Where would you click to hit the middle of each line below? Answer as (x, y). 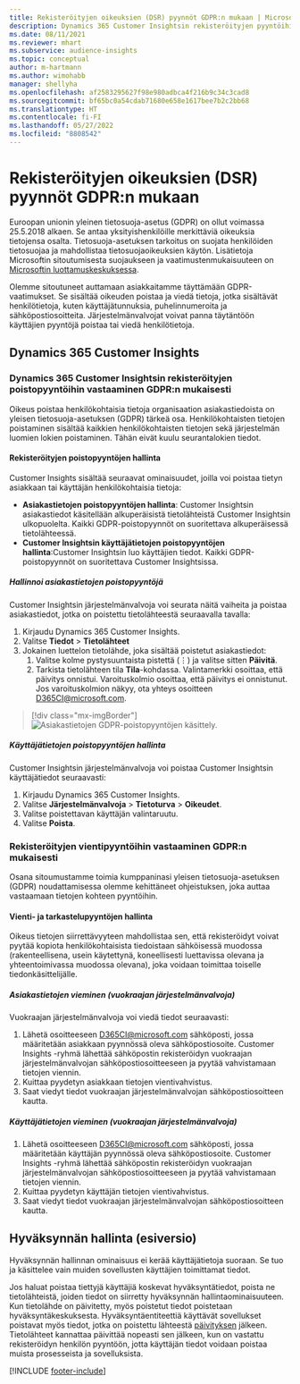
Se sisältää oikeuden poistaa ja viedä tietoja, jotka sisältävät (168, 296)
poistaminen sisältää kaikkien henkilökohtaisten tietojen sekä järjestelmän (145, 428)
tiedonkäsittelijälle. (43, 975)
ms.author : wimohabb (48, 76)
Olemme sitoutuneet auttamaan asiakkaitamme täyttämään (117, 286)
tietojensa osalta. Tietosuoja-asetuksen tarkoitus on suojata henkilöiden (142, 241)
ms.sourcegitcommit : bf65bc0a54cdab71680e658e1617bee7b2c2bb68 (129, 101)
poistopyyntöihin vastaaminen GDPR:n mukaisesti (121, 390)
